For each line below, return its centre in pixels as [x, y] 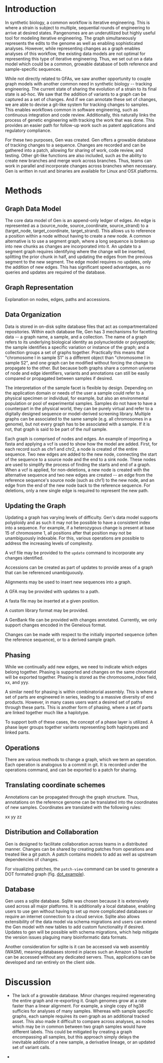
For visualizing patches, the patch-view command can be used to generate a [81, 869]
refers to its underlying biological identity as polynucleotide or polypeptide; [80, 342]
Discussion [28, 982]
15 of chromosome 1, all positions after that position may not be [68, 533]
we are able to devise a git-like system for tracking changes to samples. [77, 104]
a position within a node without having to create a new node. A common [78, 236]
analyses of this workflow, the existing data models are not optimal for [75, 53]
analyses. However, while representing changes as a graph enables [72, 48]
